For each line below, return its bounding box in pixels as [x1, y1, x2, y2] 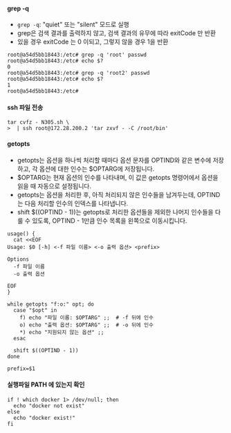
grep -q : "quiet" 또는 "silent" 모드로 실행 [17, 20, 129, 29]
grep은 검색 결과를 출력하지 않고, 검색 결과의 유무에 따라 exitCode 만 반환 [17, 29, 216, 37]
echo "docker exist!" [13, 414, 76, 421]
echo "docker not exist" [13, 402, 85, 409]
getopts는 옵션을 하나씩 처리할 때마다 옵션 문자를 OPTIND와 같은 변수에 [17, 156, 212, 164]
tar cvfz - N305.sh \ [7, 119, 70, 126]
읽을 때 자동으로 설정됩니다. [17, 182, 92, 190]
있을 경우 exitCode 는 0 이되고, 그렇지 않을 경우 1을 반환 [17, 37, 169, 46]
